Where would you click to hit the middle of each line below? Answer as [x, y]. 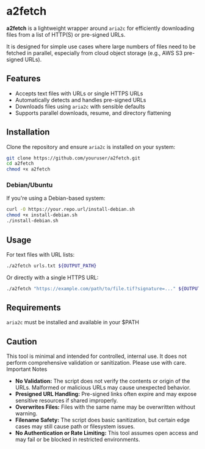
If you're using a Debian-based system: [56, 198]
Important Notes [27, 369]
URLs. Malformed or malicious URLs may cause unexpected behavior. [103, 388]
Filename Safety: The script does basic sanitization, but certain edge [103, 420]
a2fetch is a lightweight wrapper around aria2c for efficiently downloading [100, 28]
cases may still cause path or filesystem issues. [75, 426]
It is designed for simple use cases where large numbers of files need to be [101, 46]
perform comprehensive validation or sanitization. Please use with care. [96, 363]
